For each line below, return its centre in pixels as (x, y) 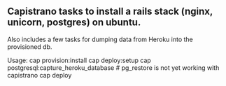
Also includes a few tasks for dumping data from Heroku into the (100, 39)
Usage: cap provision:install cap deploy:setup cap (79, 60)
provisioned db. (30, 46)
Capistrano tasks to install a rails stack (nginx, (110, 12)
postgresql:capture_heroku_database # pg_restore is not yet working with (113, 67)
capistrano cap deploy (40, 75)
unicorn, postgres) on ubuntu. (74, 23)
